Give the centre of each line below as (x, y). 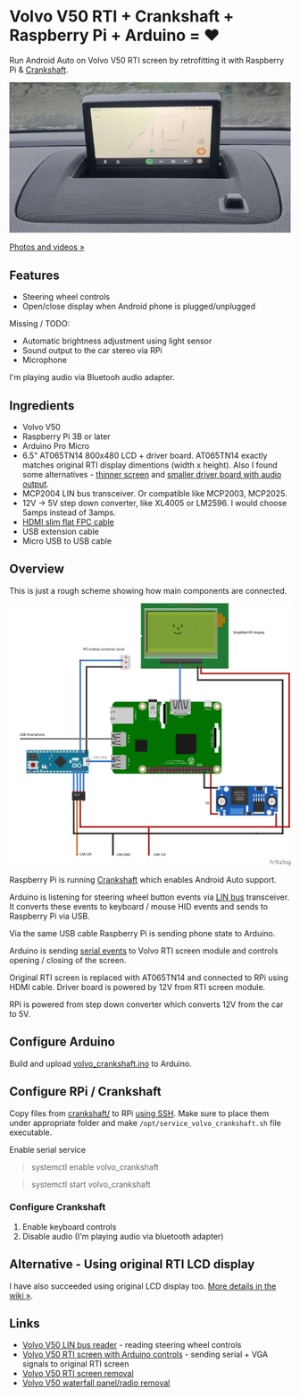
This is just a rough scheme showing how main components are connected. (148, 590)
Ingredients (42, 406)
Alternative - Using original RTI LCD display (132, 1264)
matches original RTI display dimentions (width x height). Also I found (150, 465)
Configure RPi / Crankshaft (86, 1092)
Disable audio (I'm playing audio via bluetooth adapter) (123, 1236)
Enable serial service (48, 1149)
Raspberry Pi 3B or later (66, 436)
